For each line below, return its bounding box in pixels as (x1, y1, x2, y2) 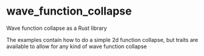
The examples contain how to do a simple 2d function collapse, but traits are (6, 36, 199, 43)
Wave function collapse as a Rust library (6, 24, 107, 32)
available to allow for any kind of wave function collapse (6, 43, 147, 50)
